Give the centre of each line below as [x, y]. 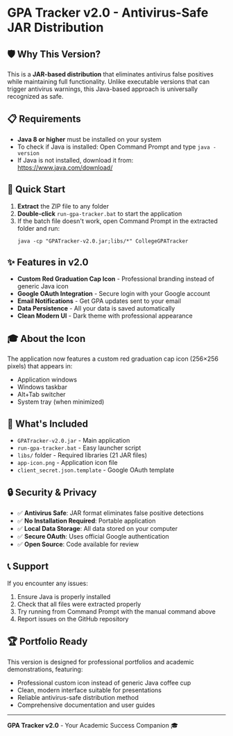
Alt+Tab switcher [41, 395]
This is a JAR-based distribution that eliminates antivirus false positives [110, 74]
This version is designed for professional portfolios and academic [101, 662]
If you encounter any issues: [48, 583]
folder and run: [38, 228]
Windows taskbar [42, 387]
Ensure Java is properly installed [64, 596]
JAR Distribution [55, 27]
